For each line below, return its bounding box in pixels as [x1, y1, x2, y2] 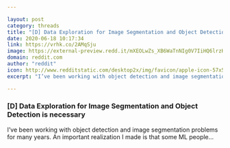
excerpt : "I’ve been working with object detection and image [7, 73, 188, 80]
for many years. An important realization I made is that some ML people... [7, 132, 214, 140]
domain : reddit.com [7, 54, 63, 61]
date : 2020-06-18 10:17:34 [7, 35, 84, 42]
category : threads [7, 22, 60, 29]
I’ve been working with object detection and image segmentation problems [7, 125, 218, 134]
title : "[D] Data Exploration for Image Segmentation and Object [7, 29, 197, 35]
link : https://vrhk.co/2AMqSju [7, 42, 97, 48]
